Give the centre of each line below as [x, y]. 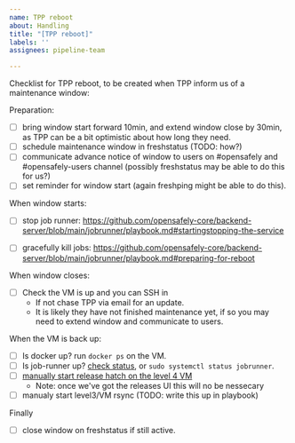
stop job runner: [52, 221]
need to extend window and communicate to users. [129, 321]
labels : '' [29, 42]
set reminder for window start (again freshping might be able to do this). [154, 186]
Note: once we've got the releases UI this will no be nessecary [150, 385]
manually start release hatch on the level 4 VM [107, 376]
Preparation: [32, 110]
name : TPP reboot [41, 17]
